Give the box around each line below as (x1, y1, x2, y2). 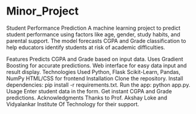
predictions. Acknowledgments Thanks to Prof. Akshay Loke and (6, 94, 168, 101)
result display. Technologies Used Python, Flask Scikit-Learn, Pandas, (6, 68, 180, 75)
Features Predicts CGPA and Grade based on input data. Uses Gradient (6, 55, 183, 62)
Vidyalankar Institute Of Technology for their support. (6, 100, 139, 107)
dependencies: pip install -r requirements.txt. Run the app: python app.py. (6, 81, 191, 89)
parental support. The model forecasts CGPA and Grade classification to (6, 37, 186, 44)
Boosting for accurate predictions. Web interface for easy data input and (6, 62, 187, 69)
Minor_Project (6, 4, 79, 18)
